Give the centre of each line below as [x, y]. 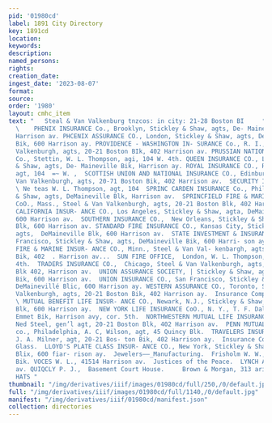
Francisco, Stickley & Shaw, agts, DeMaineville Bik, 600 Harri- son [135, 242]
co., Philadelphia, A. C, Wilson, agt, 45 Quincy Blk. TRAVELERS [130, 332]
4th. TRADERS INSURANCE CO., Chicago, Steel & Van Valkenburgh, [130, 264]
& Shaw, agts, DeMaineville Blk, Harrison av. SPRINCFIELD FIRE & [132, 196]
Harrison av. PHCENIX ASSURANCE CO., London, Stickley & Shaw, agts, [135, 136]
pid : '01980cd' [34, 16]
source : [21, 99]
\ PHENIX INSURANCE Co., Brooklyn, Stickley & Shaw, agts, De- [130, 129]
